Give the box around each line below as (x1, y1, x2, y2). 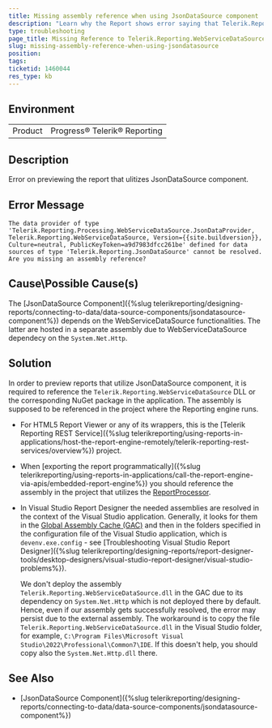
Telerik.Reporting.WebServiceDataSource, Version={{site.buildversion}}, (8, 234, 263, 242)
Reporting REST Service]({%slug (19, 428, 130, 438)
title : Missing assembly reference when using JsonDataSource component (8, 11, 259, 20)
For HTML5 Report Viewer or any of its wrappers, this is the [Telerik (19, 420, 245, 429)
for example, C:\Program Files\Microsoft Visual (19, 631, 185, 640)
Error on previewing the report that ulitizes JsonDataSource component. (8, 174, 249, 184)
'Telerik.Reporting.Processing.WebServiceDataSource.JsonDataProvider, (8, 226, 255, 235)
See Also (8, 671, 54, 686)
